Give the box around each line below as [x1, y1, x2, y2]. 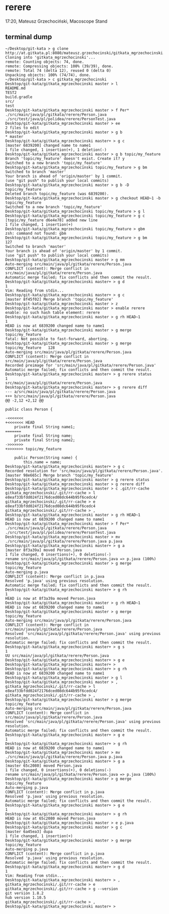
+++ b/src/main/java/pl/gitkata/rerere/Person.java [5, 394, 116, 399]
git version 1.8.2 [5, 890, 44, 896]
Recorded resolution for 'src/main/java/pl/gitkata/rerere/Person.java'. [5, 468, 163, 474]
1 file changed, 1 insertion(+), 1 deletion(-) [5, 147, 107, 152]
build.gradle [5, 95, 33, 100]
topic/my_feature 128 [5, 345, 55, 350]
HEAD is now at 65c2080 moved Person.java [5, 816, 96, 821]
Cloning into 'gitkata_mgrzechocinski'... [5, 55, 96, 60]
